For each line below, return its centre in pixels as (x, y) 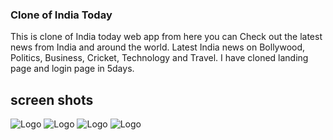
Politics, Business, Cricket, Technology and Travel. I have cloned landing (159, 58)
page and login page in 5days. (72, 69)
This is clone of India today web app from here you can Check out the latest (166, 37)
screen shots (52, 99)
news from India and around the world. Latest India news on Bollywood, (158, 47)
